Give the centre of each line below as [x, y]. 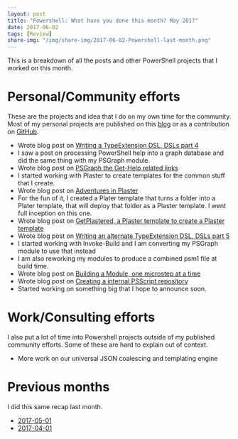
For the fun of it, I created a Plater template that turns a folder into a [117, 198]
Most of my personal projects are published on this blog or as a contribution [118, 124]
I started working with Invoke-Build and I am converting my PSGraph [118, 244]
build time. [33, 266]
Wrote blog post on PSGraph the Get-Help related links [98, 168]
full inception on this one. [55, 213]
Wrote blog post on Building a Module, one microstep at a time [109, 273]
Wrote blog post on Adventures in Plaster [78, 191]
